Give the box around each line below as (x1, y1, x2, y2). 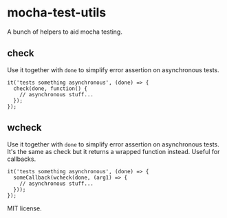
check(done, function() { (13, 85, 88, 92)
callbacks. (7, 155, 36, 163)
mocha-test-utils (7, 5, 107, 21)
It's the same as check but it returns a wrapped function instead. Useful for (7, 147, 220, 155)
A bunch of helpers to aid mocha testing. (7, 28, 122, 36)
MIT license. (7, 204, 43, 212)
